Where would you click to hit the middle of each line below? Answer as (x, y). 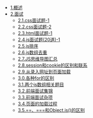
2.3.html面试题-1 (35, 33)
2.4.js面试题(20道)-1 (39, 40)
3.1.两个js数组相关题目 (41, 84)
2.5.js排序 (28, 46)
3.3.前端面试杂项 (35, 97)
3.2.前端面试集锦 (35, 91)
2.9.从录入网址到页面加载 (44, 72)
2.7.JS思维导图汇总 (38, 59)
